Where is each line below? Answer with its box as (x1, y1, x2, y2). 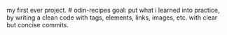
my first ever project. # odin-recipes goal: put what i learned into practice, (6, 6, 220, 14)
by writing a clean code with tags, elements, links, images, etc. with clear (6, 13, 218, 22)
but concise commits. (6, 21, 69, 29)
